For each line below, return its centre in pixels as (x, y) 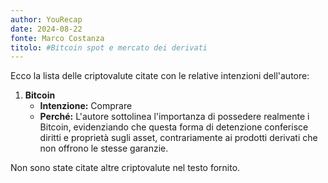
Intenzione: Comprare (86, 106)
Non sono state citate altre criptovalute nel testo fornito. (125, 168)
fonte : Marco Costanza (57, 38)
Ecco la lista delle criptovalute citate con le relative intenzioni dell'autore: (160, 76)
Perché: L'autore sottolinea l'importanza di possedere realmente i (174, 117)
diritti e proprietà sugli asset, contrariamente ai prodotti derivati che (178, 138)
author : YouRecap (46, 19)
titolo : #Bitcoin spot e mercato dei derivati (109, 47)
